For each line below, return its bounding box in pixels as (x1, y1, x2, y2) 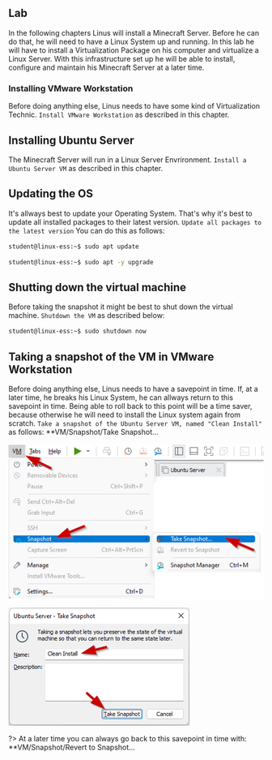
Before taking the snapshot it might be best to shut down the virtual (8, 302, 233, 311)
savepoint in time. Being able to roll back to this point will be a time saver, (8, 401, 253, 410)
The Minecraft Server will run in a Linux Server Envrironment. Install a (8, 154, 247, 165)
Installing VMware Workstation (8, 83, 134, 94)
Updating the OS (8, 187, 93, 201)
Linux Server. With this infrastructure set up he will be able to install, (8, 54, 236, 63)
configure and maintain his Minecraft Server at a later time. (8, 62, 205, 72)
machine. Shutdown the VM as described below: (8, 311, 165, 320)
